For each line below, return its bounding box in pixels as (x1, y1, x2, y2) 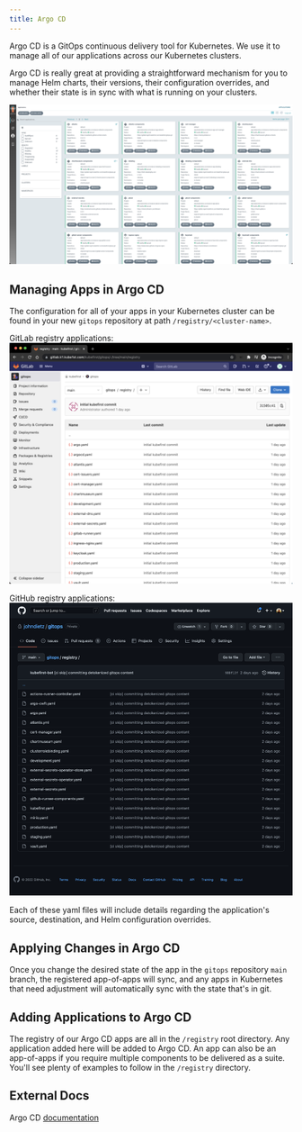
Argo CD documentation (9, 1112, 99, 1123)
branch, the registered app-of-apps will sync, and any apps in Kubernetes (9, 974, 283, 985)
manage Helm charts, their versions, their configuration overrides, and (9, 77, 270, 87)
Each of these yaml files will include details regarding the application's (9, 905, 270, 916)
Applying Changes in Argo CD (9, 940, 181, 955)
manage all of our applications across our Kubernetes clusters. (9, 50, 242, 60)
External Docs (9, 1088, 90, 1103)
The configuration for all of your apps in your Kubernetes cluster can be (9, 305, 276, 316)
